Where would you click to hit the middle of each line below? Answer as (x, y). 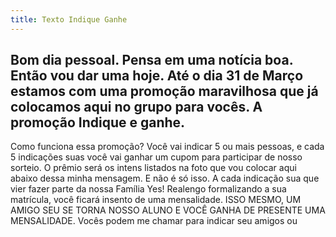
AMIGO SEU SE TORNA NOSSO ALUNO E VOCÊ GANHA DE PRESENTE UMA (168, 210)
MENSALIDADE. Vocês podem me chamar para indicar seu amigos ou (154, 221)
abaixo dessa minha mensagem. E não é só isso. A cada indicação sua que (165, 178)
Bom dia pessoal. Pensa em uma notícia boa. (152, 60)
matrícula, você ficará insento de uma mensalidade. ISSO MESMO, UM (156, 200)
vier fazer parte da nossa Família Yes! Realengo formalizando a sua (148, 189)
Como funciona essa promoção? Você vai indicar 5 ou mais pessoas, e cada (167, 147)
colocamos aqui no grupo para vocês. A (136, 107)
